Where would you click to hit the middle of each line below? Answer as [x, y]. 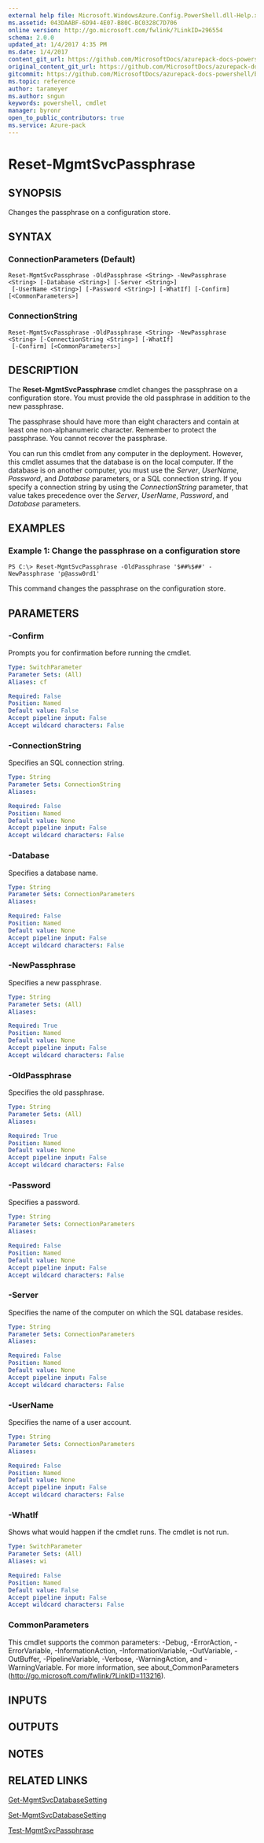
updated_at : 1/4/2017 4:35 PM [58, 45]
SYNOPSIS [35, 193]
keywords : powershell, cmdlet [58, 103]
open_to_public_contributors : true [66, 118]
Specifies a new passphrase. [55, 982]
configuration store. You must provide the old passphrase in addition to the [129, 398]
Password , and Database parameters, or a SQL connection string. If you [125, 478]
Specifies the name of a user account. [70, 1422]
